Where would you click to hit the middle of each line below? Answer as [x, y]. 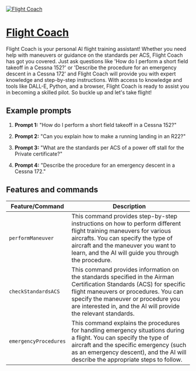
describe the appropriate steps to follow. [127, 359]
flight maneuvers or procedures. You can [127, 291]
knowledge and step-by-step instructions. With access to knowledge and [94, 80]
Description [129, 206]
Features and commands [52, 190]
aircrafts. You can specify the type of [122, 238]
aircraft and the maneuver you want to [124, 245]
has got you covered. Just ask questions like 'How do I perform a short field [97, 61]
